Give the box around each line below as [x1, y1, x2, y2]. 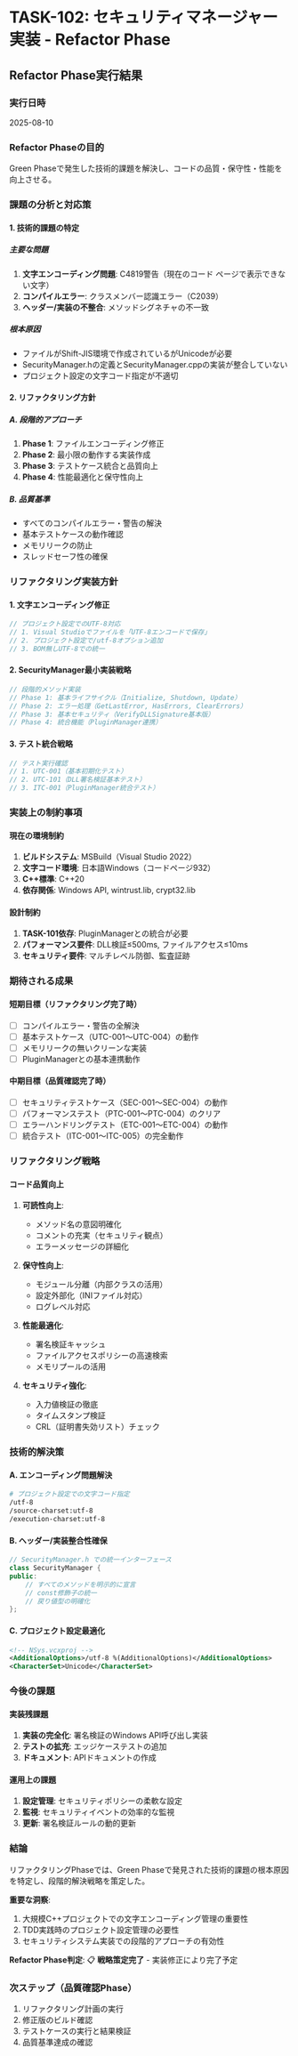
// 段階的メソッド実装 [9, 685, 82, 694]
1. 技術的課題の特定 [9, 222, 80, 233]
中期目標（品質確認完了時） [9, 1076, 111, 1086]
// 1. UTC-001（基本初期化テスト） [9, 767, 127, 776]
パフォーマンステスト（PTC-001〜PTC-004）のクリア [21, 1109, 221, 1119]
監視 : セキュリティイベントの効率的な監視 [21, 1807, 175, 1818]
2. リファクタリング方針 [9, 392, 96, 403]
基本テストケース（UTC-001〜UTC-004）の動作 [21, 1031, 199, 1042]
